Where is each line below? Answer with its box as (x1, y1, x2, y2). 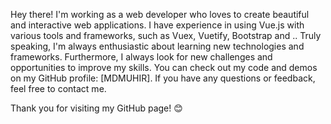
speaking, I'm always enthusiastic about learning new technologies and (10, 40, 305, 52)
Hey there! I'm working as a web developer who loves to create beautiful (10, 9, 310, 20)
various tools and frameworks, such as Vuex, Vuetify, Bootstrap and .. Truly (10, 30, 322, 41)
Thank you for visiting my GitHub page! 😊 (10, 102, 183, 114)
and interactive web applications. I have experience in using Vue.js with (10, 19, 305, 31)
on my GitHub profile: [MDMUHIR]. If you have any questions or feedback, (10, 72, 316, 84)
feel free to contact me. (10, 83, 107, 94)
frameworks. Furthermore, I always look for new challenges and (10, 51, 273, 63)
